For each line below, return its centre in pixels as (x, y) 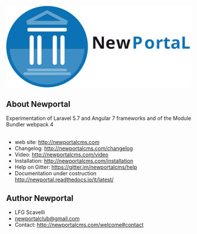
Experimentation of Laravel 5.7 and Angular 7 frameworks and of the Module (99, 118)
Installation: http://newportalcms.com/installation (74, 161)
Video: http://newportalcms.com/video (61, 155)
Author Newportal (40, 198)
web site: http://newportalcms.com (57, 142)
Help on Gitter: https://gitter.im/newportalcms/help (76, 167)
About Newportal (38, 104)
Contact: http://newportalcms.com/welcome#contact (79, 225)
